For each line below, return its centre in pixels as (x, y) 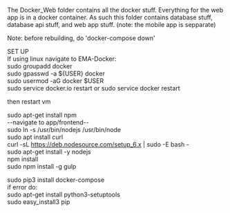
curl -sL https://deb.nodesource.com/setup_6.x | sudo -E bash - (98, 144)
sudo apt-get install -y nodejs (49, 152)
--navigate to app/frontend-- (48, 122)
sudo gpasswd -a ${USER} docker (56, 73)
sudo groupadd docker (40, 66)
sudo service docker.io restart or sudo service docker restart (94, 88)
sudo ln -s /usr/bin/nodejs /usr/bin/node (64, 130)
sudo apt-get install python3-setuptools (64, 194)
